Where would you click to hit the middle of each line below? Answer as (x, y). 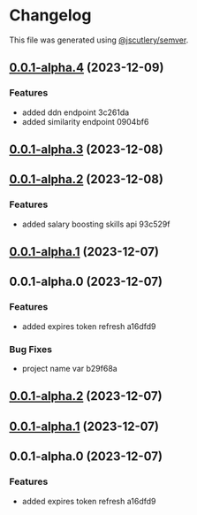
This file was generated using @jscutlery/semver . (99, 40)
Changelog (50, 15)
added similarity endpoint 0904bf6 (85, 121)
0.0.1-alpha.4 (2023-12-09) (87, 68)
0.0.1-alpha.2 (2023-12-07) (86, 396)
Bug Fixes (31, 349)
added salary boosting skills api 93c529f (96, 224)
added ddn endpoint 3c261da (76, 112)
